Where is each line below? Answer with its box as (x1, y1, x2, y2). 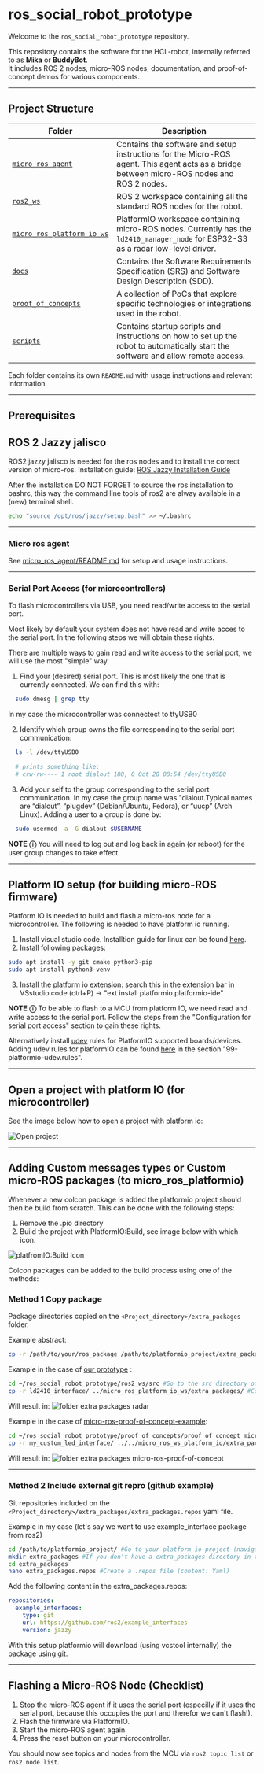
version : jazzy (22, 1626, 72, 1634)
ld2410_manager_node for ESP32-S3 (116, 233, 248, 244)
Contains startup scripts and (116, 320, 222, 331)
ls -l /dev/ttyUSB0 (15, 748, 79, 756)
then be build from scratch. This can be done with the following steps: (8, 1202, 235, 1213)
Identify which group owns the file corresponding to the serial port (19, 725, 235, 734)
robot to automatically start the (116, 340, 230, 351)
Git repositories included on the (8, 1498, 110, 1508)
